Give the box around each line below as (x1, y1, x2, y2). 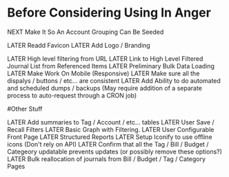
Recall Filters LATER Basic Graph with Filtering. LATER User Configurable (7, 125, 215, 133)
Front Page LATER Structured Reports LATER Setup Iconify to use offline (7, 133, 212, 141)
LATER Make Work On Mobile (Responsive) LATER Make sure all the (7, 69, 200, 77)
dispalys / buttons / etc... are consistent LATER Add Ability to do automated (7, 76, 221, 84)
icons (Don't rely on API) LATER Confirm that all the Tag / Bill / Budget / (7, 140, 209, 148)
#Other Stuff (7, 104, 43, 113)
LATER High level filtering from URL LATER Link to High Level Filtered (7, 54, 203, 63)
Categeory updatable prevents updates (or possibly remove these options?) (7, 147, 223, 156)
